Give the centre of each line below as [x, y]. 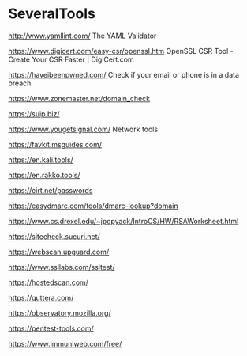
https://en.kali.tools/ [41, 160]
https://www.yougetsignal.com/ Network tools [83, 129]
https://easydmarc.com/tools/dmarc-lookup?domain [93, 206]
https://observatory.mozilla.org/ [60, 312]
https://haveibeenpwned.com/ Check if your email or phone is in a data [123, 74]
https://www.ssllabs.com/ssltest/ [62, 267]
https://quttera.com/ [41, 297]
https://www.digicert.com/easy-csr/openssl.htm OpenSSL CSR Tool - [121, 51]
